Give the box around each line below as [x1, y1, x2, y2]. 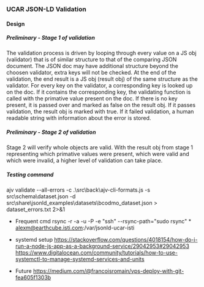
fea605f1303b [15, 274, 51, 281]
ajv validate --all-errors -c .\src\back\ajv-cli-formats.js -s [6, 186, 151, 194]
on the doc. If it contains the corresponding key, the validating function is [6, 88, 191, 96]
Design [6, 20, 25, 28]
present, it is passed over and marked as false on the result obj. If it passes [6, 102, 196, 109]
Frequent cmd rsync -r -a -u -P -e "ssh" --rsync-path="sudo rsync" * [15, 218, 192, 225]
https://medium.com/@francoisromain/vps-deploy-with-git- [32, 267, 184, 275]
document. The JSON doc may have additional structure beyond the [6, 62, 179, 70]
